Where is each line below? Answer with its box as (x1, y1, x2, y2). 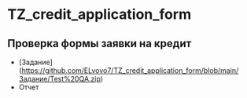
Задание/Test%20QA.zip (18, 74, 101, 83)
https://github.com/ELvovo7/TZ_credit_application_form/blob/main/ (21, 66, 239, 75)
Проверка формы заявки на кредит (7, 37, 192, 50)
